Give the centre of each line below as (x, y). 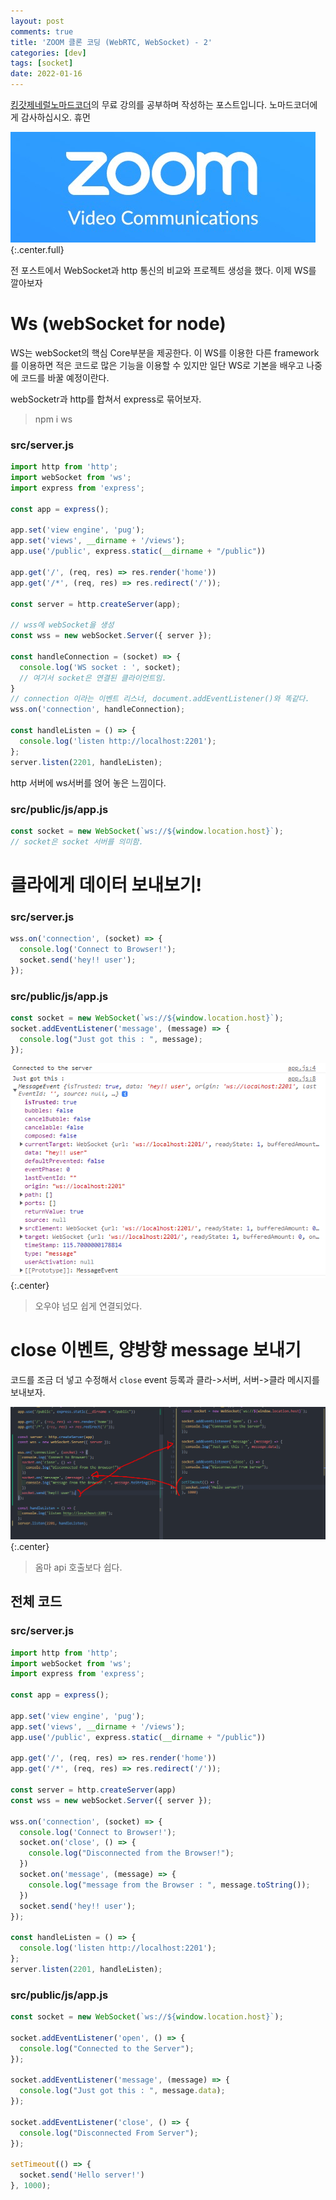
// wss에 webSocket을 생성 (62, 625)
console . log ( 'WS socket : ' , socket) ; (100, 667)
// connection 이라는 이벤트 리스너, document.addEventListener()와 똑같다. (160, 699)
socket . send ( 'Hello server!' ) (82, 2175)
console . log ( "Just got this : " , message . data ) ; (122, 2091)
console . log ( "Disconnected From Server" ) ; (109, 2133)
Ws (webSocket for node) (118, 324)
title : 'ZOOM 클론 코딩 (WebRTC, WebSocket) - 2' (111, 42)
